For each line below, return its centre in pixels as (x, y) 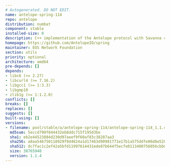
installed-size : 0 (25, 33)
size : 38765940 (26, 151)
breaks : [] (17, 104)
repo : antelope (21, 19)
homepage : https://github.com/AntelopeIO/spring (57, 43)
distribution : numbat (28, 24)
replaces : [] (19, 109)
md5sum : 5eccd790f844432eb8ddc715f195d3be (55, 132)
